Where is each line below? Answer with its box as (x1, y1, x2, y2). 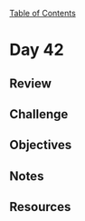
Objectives (9, 137, 72, 153)
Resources (9, 199, 71, 215)
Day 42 (9, 40, 65, 60)
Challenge (9, 106, 69, 122)
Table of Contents (9, 8, 77, 18)
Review (9, 75, 52, 91)
